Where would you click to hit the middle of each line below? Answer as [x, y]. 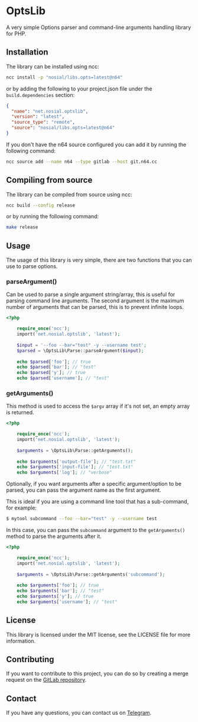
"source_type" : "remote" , [43, 123]
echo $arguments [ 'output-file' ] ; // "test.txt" [76, 462]
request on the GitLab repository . [46, 680]
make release [22, 227]
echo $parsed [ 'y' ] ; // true [51, 373]
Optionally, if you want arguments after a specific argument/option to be [94, 484]
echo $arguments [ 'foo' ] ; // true [58, 585]
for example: [22, 508]
